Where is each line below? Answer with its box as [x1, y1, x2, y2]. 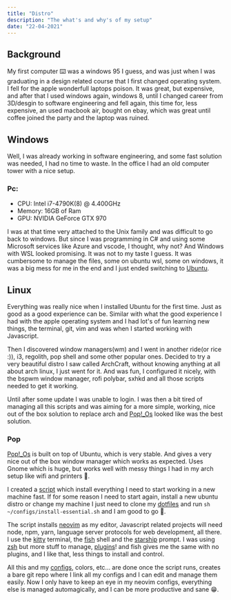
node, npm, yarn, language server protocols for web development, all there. [7, 528, 222, 537]
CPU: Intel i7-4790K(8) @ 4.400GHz [17, 199, 121, 208]
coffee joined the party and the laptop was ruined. [7, 114, 150, 122]
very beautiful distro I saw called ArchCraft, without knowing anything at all [7, 360, 221, 368]
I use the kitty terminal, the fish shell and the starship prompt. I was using [7, 535, 215, 543]
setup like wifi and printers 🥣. [7, 472, 90, 480]
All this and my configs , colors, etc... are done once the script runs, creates [7, 563, 221, 572]
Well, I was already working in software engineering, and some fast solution [7, 152, 222, 160]
